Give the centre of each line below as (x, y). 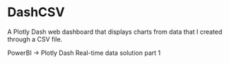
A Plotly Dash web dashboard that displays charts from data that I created (115, 32)
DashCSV (36, 12)
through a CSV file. (35, 39)
